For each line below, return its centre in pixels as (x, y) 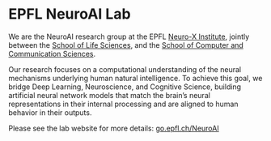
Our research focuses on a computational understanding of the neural (125, 69)
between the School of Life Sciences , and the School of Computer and (126, 45)
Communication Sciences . (52, 53)
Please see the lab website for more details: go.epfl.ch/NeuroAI (114, 128)
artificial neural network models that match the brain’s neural (109, 95)
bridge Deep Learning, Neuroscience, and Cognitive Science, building (125, 87)
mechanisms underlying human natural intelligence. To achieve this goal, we (135, 78)
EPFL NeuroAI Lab (70, 14)
